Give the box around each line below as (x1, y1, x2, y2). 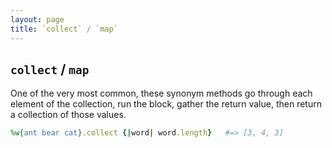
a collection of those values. (10, 109, 127, 121)
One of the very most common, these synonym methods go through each (10, 87, 313, 100)
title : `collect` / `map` (10, 24, 118, 34)
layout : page (10, 14, 65, 25)
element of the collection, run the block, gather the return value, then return (10, 98, 322, 110)
